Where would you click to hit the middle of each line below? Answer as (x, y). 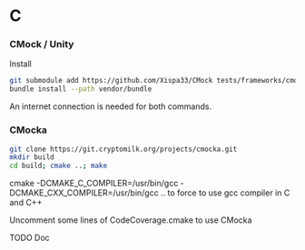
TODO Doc (30, 238)
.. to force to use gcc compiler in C (225, 193)
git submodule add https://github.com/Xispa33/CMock (111, 81)
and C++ (26, 203)
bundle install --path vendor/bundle (81, 89)
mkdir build (32, 157)
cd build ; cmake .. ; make (58, 166)
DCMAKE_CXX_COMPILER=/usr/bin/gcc (84, 193)
